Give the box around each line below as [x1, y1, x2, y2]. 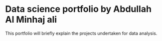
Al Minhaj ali [5, 14, 57, 25]
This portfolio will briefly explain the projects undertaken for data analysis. [5, 30, 158, 36]
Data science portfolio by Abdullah [5, 3, 152, 15]
